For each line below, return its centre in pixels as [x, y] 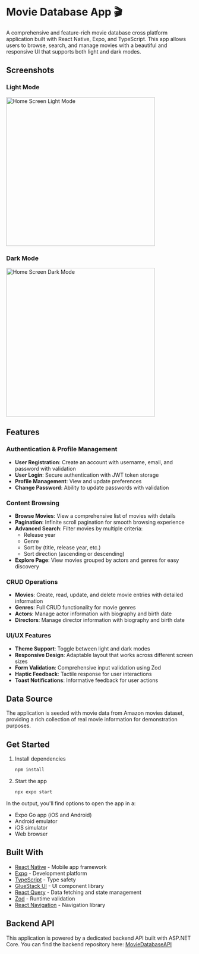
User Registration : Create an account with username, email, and [94, 462]
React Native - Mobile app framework [61, 867]
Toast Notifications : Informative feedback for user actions [86, 680]
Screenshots [30, 71]
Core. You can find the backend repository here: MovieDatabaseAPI [89, 944]
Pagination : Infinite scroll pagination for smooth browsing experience [100, 522]
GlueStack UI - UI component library [59, 886]
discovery [27, 566]
